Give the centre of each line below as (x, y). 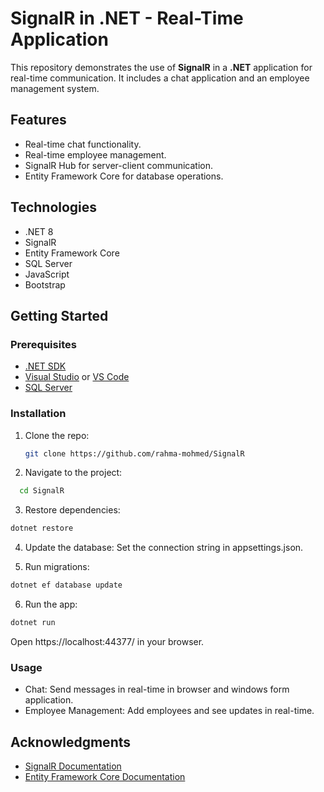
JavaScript (47, 274)
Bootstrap (45, 284)
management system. (55, 88)
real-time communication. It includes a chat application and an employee (160, 78)
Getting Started (59, 315)
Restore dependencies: (72, 510)
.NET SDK (45, 366)
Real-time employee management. (95, 154)
